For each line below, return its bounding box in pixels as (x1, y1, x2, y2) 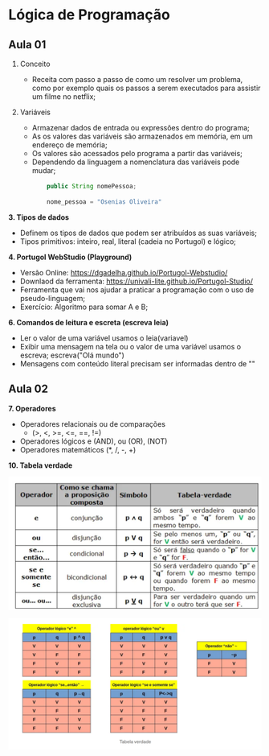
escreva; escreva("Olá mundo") (19, 350, 124, 360)
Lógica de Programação (8, 6, 170, 24)
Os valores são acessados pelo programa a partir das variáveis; (31, 149, 243, 158)
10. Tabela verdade (8, 461, 73, 470)
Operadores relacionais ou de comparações (19, 419, 166, 428)
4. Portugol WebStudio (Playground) (8, 252, 132, 262)
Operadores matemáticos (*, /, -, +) (19, 444, 137, 454)
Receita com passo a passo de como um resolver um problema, (31, 75, 243, 84)
